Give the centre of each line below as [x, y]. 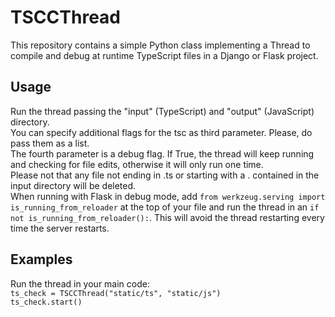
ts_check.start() [46, 302]
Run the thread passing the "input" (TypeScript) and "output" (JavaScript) [162, 111]
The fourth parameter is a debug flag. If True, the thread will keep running [162, 153]
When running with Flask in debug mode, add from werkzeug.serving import [168, 196]
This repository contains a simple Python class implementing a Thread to [160, 45]
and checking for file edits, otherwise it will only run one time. [137, 164]
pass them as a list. [50, 143]
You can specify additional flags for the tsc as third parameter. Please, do [161, 132]
